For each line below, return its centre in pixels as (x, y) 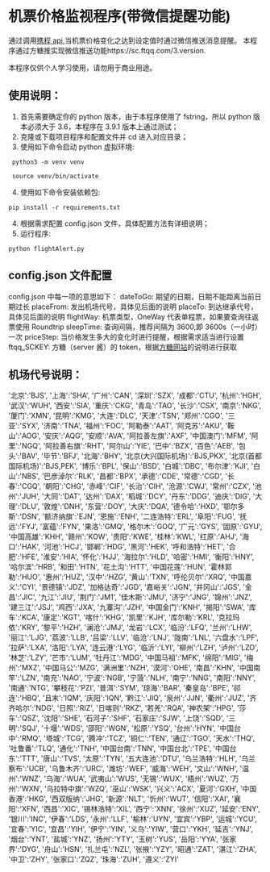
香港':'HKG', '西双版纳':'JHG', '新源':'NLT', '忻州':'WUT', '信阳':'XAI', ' (121, 799)
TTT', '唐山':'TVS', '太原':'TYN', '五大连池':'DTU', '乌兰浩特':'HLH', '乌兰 (139, 758)
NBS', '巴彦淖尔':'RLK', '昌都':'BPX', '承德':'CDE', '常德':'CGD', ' (125, 476)
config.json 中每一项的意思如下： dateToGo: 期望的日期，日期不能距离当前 (132, 296)
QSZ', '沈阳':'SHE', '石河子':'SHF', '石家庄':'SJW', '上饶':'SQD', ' (125, 718)
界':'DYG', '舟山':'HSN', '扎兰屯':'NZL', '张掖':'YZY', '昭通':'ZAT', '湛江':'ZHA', (133, 849)
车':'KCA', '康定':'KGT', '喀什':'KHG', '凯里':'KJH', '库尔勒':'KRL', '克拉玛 (124, 617)
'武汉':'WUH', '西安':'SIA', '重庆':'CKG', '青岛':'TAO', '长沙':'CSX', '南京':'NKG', (135, 406)
